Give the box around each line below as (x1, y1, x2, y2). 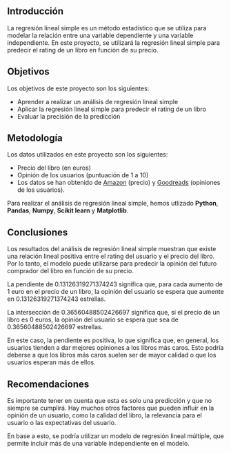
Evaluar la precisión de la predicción (17, 112, 121, 120)
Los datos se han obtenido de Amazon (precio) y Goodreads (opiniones (17, 179, 221, 187)
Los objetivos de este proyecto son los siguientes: (7, 84, 150, 92)
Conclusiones (7, 226, 68, 238)
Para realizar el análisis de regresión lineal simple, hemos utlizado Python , (7, 199, 219, 208)
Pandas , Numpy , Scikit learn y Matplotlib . (7, 206, 129, 215)
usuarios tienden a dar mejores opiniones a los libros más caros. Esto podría (7, 344, 224, 352)
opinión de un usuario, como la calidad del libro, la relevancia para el (7, 411, 202, 420)
